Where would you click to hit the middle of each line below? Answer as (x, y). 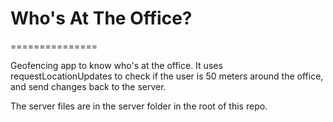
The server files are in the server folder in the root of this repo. (139, 106)
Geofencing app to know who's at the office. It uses (116, 65)
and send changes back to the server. (88, 86)
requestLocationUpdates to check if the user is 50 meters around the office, (167, 76)
